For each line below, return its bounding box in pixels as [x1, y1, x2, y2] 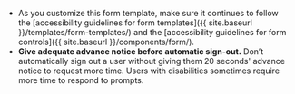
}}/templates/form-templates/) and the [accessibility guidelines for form [17, 27, 287, 37]
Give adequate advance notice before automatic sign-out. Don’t [17, 46, 264, 57]
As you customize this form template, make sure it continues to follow [17, 8, 279, 18]
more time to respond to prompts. [17, 75, 144, 85]
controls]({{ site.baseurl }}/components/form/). [17, 36, 195, 47]
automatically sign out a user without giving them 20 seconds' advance [17, 56, 286, 66]
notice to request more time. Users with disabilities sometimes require [17, 65, 280, 76]
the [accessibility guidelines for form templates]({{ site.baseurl [17, 17, 252, 28]
